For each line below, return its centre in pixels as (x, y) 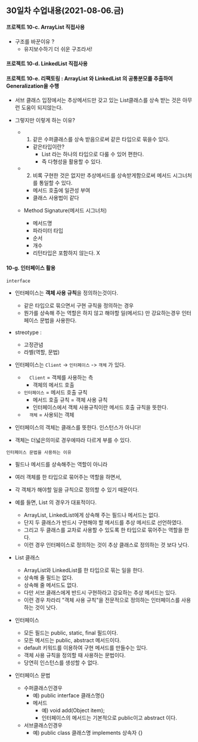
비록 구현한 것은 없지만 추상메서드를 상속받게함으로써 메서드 (102, 175)
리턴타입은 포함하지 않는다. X (66, 253)
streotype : (28, 332)
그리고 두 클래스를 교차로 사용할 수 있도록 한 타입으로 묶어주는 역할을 (103, 530)
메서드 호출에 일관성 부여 (61, 190)
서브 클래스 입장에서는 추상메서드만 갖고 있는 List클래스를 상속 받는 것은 (98, 100)
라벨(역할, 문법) (42, 352)
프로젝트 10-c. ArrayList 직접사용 (46, 27)
